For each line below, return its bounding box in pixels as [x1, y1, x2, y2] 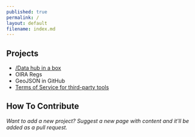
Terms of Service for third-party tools [15, 84, 109, 91]
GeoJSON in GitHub [15, 77, 66, 85]
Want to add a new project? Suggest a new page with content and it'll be [6, 117, 190, 124]
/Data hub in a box [15, 64, 62, 72]
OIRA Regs [15, 71, 43, 78]
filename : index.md [6, 25, 56, 32]
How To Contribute [6, 101, 80, 112]
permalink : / [6, 15, 39, 21]
